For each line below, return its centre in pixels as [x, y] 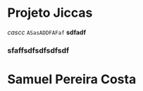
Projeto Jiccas [50, 13]
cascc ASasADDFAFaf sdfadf [47, 32]
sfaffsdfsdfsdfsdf [38, 50]
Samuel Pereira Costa [72, 79]
